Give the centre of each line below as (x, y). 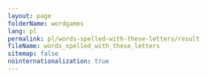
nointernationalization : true (59, 62)
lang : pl (22, 31)
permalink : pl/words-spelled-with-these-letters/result (104, 39)
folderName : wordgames (46, 24)
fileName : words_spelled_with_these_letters (84, 46)
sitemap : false (33, 54)
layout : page (30, 16)
